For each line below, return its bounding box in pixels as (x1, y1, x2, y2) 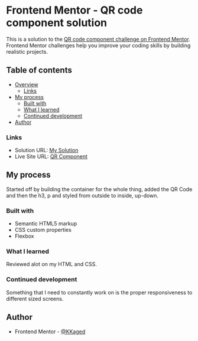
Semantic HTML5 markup (14, 220, 77, 227)
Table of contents (6, 65, 72, 76)
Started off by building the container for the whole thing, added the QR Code (6, 185, 193, 192)
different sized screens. (6, 295, 64, 302)
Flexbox (14, 232, 34, 240)
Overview (14, 81, 38, 88)
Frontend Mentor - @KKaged (14, 328, 86, 335)
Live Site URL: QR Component (14, 153, 87, 160)
